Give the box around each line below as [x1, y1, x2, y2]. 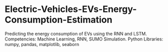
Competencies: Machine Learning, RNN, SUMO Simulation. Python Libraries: [5, 36, 163, 42]
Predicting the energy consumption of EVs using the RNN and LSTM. [5, 30, 147, 36]
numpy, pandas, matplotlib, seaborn [5, 41, 79, 47]
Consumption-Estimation [5, 14, 113, 25]
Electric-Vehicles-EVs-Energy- [5, 3, 137, 15]
